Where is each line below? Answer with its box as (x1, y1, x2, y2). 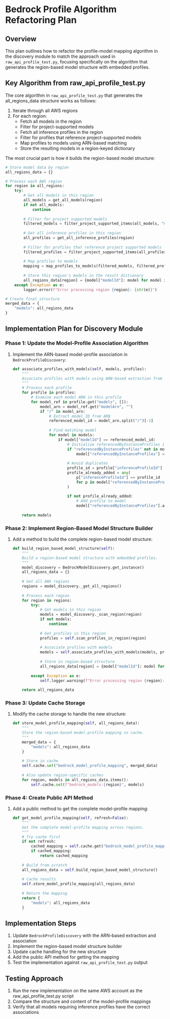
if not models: (39, 617, 72, 622)
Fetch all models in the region (20, 118, 82, 124)
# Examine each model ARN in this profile (31, 395, 122, 400)
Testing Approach (5, 974, 63, 982)
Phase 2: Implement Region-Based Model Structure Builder (5, 524, 153, 532)
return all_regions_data (22, 687, 74, 693)
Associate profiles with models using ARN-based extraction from (22, 376, 163, 381)
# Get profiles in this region (39, 630, 106, 636)
